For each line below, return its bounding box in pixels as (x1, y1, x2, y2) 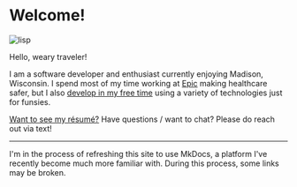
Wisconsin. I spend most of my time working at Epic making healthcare (9, 78, 268, 88)
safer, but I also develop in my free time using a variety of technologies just (9, 87, 283, 98)
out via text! (9, 123, 53, 133)
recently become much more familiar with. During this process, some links (9, 158, 280, 168)
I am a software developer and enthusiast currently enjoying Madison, (9, 68, 263, 79)
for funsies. (9, 96, 51, 107)
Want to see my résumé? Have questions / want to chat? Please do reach (9, 114, 276, 124)
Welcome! (9, 5, 86, 26)
